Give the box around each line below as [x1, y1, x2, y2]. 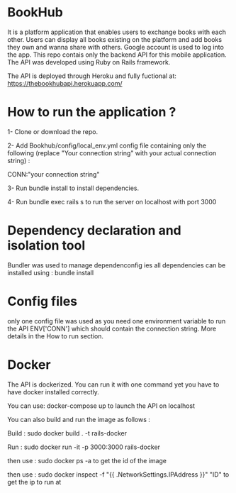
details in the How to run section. [7, 331, 104, 340]
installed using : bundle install [7, 268, 94, 277]
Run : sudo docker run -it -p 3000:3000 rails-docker [7, 443, 161, 451]
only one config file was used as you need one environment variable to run [7, 316, 226, 325]
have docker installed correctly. [7, 387, 99, 396]
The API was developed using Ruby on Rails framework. [7, 57, 171, 66]
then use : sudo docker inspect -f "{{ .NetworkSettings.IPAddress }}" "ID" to [7, 470, 230, 479]
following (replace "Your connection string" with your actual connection [7, 148, 217, 157]
